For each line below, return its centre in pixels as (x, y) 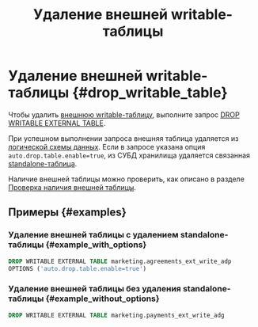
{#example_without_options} (102, 298)
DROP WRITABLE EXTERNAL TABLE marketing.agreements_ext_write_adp (120, 261)
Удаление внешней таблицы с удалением (94, 235)
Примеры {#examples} (67, 213)
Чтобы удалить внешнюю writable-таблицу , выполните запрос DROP (124, 114)
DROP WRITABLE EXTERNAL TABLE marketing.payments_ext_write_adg (116, 315)
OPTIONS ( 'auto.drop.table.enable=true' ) (78, 268)
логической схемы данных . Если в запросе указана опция (107, 146)
